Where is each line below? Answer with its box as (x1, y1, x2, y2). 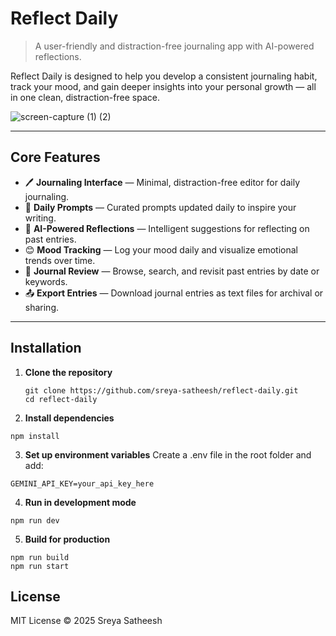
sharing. (24, 301, 60, 313)
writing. (24, 212, 57, 224)
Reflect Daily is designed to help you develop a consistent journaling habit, (10, 70, 318, 82)
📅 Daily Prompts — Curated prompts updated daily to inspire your (24, 201, 297, 213)
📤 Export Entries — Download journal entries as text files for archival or (24, 287, 324, 299)
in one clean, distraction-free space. (10, 91, 160, 103)
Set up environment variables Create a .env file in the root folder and (24, 448, 312, 461)
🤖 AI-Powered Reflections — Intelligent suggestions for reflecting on (24, 222, 310, 234)
